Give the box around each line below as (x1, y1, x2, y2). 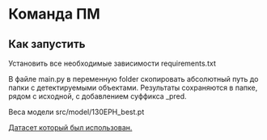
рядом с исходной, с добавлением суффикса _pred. (8, 91, 188, 101)
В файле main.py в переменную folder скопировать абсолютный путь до (8, 74, 259, 83)
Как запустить (8, 37, 86, 51)
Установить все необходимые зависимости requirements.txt (8, 58, 216, 68)
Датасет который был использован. (8, 123, 133, 132)
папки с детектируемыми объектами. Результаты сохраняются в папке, (8, 83, 258, 92)
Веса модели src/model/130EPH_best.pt (8, 107, 145, 117)
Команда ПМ (8, 5, 100, 23)
